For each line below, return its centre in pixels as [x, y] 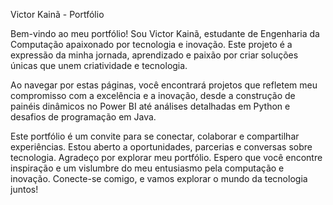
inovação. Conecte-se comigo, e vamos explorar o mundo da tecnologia [159, 178]
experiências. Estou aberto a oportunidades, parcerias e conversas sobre [161, 147]
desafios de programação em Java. [83, 117]
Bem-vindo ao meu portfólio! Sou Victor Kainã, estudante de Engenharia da [165, 33]
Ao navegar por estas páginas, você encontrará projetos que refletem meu [164, 85]
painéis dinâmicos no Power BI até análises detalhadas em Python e [150, 106]
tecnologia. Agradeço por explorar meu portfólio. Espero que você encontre [166, 157]
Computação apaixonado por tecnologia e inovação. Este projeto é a [151, 44]
